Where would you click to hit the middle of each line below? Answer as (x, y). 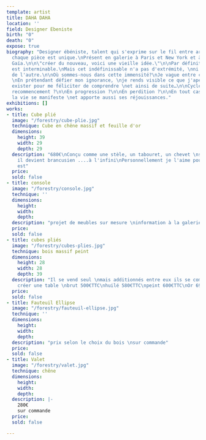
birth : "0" (20, 35)
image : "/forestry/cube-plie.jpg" (56, 120)
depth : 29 (30, 149)
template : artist (29, 12)
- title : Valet (26, 360)
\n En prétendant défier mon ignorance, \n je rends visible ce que (98, 80)
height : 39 (31, 138)
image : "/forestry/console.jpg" (53, 189)
